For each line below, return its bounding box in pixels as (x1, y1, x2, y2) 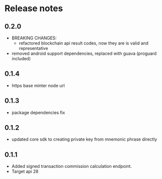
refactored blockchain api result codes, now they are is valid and (18, 40, 149, 46)
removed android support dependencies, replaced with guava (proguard (11, 50, 157, 56)
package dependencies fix (11, 110, 65, 115)
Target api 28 (11, 168, 38, 175)
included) (11, 56, 31, 61)
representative (18, 46, 48, 51)
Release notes (4, 3, 63, 14)
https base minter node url (11, 82, 65, 88)
